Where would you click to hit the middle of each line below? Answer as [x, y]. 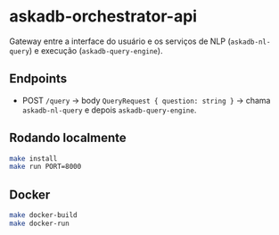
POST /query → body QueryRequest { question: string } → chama [146, 100]
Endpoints [38, 79]
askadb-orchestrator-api [103, 17]
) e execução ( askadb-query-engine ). [96, 50]
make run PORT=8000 [45, 167]
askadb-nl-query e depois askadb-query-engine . [109, 110]
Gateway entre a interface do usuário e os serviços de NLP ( [120, 41]
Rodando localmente [68, 138]
